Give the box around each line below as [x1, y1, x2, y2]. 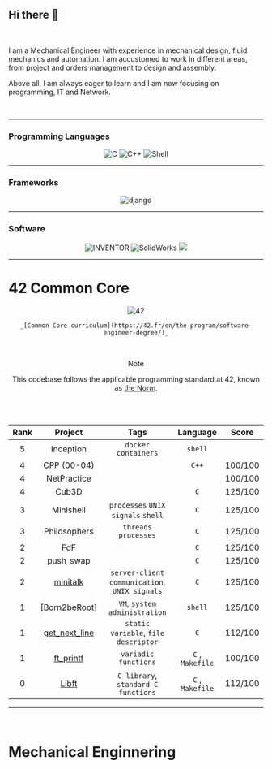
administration [108, 607, 167, 617]
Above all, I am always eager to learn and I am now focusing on [8, 78, 220, 88]
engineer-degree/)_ [103, 328, 169, 337]
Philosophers [44, 525, 95, 537]
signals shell [111, 511, 164, 520]
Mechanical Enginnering [8, 742, 176, 761]
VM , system [118, 598, 156, 609]
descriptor [116, 637, 159, 646]
